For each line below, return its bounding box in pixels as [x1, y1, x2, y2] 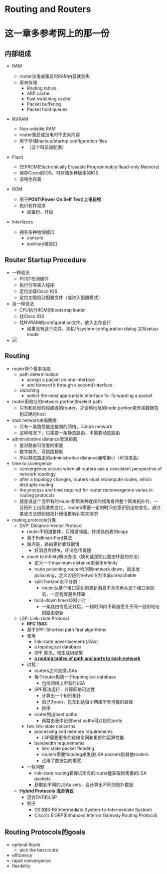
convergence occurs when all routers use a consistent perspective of [19, 465, 162, 471]
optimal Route [11, 841, 41, 847]
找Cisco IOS [19, 313, 44, 319]
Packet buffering [26, 101, 61, 107]
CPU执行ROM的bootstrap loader [19, 307, 86, 313]
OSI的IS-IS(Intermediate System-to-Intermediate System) [34, 806, 153, 812]
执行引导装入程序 [19, 282, 55, 288]
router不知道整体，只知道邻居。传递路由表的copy [26, 528, 128, 534]
